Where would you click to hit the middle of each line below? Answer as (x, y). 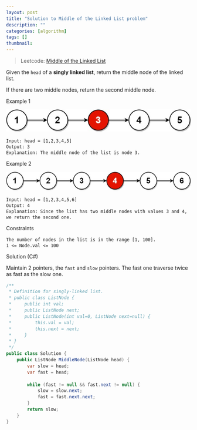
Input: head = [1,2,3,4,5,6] (42, 200)
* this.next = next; (44, 329)
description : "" (26, 25)
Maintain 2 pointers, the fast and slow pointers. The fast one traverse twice (97, 268)
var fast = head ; (48, 372)
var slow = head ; (48, 366)
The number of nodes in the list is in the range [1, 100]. (81, 240)
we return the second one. (39, 217)
